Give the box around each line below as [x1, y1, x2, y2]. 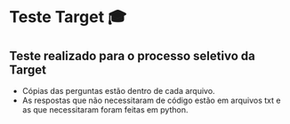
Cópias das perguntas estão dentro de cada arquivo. [21, 86, 215, 96]
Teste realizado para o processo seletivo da [9, 48, 255, 63]
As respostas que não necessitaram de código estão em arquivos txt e [21, 95, 281, 105]
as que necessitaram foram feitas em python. [21, 105, 189, 115]
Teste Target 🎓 [9, 7, 127, 27]
